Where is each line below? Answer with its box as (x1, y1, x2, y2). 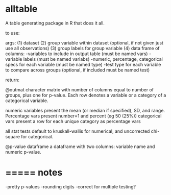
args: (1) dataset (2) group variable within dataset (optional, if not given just (5, 39, 163, 46)
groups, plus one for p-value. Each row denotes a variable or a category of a (5, 92, 166, 98)
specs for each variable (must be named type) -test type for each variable (5, 61, 161, 67)
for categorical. (21, 133, 54, 139)
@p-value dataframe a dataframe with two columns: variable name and (5, 143, 155, 150)
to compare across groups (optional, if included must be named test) (5, 67, 150, 73)
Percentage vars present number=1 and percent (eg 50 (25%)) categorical (5, 113, 162, 119)
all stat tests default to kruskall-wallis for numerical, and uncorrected (5, 128, 150, 134)
